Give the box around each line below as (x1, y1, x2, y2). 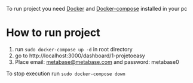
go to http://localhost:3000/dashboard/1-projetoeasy (14, 52, 145, 59)
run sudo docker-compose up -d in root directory (14, 45, 133, 53)
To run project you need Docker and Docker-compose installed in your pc (6, 5, 188, 12)
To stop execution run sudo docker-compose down (6, 70, 125, 77)
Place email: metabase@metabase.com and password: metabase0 (14, 58, 179, 65)
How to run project (6, 26, 100, 39)
